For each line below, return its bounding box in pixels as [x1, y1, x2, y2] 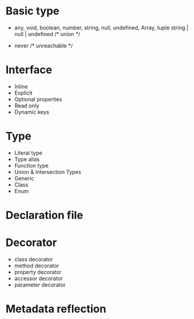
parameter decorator [14, 281, 66, 288]
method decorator [14, 262, 59, 269]
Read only [14, 102, 40, 109]
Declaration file [5, 209, 83, 222]
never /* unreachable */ [14, 42, 73, 49]
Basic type [5, 4, 60, 18]
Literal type [14, 149, 43, 157]
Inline [14, 83, 28, 90]
